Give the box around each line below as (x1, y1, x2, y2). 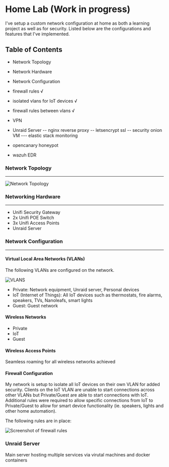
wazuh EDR (12, 152, 37, 158)
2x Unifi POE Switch (12, 215, 54, 221)
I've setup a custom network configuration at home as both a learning (5, 20, 150, 26)
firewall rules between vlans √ (12, 107, 75, 114)
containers (5, 457, 28, 463)
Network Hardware (12, 68, 52, 74)
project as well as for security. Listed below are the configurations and (5, 25, 151, 31)
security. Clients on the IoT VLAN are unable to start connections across (5, 386, 155, 393)
